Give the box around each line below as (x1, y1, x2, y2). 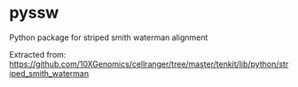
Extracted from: (9, 49, 67, 59)
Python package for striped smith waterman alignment (9, 32, 208, 43)
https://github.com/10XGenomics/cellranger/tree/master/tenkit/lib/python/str (9, 59, 289, 69)
